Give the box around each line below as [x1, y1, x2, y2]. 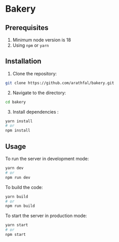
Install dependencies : [12, 109, 59, 115]
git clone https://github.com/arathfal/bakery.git [5, 80, 114, 86]
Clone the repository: [12, 70, 57, 76]
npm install [5, 128, 30, 133]
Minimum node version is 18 [12, 37, 71, 43]
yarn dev [5, 166, 24, 171]
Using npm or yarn [12, 42, 49, 48]
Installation [5, 57, 42, 66]
